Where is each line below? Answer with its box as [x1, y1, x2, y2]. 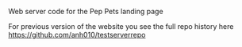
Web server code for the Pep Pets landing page [8, 7, 164, 16]
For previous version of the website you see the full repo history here [8, 22, 234, 31]
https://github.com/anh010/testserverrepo [8, 31, 146, 39]
